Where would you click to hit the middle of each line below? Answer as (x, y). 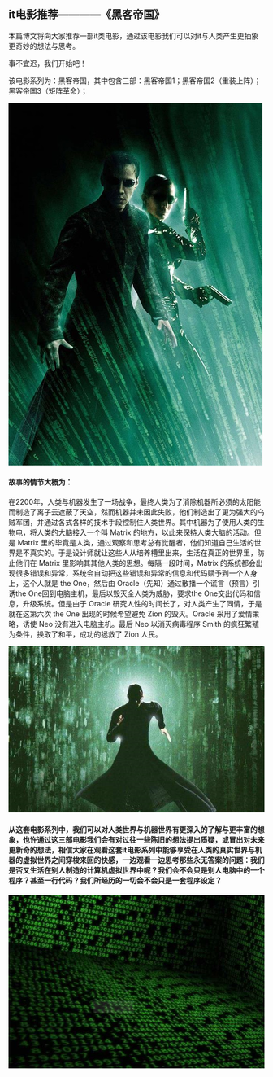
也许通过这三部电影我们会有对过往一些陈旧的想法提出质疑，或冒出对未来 (143, 840)
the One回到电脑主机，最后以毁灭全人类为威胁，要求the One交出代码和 (134, 593)
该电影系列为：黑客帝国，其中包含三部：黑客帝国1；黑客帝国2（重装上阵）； (135, 81)
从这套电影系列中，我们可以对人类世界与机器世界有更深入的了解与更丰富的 (133, 830)
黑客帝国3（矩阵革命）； (48, 90)
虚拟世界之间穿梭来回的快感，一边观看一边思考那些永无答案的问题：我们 (143, 860)
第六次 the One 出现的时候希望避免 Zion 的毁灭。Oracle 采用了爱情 (141, 614)
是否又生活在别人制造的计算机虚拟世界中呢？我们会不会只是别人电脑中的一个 (136, 870)
